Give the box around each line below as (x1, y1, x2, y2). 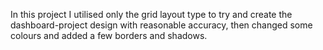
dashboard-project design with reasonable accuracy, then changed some (10, 19, 313, 31)
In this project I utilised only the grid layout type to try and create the (10, 9, 293, 20)
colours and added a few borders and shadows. (10, 30, 208, 41)
